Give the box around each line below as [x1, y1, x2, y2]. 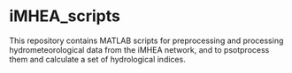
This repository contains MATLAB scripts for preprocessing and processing [9, 35, 284, 46]
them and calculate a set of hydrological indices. [9, 54, 186, 64]
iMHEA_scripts [9, 6, 121, 26]
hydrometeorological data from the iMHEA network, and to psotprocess [9, 44, 270, 55]
